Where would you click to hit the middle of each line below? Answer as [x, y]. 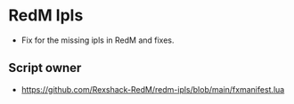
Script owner [45, 68]
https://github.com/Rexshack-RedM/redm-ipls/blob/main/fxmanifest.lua [153, 89]
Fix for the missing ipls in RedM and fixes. [98, 40]
